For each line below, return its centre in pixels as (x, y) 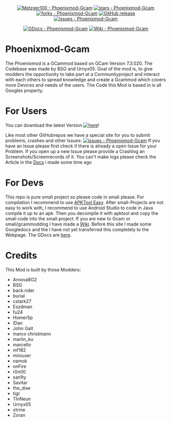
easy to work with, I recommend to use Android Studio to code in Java (79, 208)
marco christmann (32, 334)
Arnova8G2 (25, 279)
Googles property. (25, 90)
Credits (21, 256)
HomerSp (23, 317)
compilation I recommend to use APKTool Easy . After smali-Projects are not (84, 202)
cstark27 (22, 301)
